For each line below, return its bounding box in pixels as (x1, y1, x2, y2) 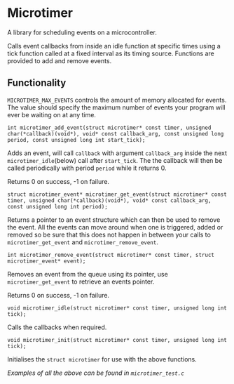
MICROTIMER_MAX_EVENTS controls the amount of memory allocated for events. (7, 95, 227, 104)
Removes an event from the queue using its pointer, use (7, 270, 168, 278)
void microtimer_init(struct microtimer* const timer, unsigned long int (7, 336, 228, 343)
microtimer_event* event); (7, 258, 86, 265)
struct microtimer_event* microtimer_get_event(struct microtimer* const (7, 191, 228, 198)
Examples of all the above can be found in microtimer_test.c (7, 369, 184, 377)
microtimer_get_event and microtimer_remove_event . (7, 237, 159, 246)
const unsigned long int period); (7, 203, 109, 210)
